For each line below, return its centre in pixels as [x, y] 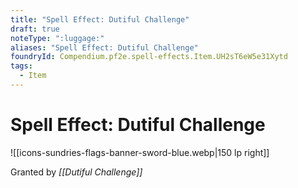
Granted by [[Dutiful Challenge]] [76, 172]
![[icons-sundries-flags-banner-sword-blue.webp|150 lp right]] [140, 152]
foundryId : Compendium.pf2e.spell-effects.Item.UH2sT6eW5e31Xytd [149, 57]
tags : [21, 66]
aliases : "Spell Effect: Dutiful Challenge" [104, 47]
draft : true [35, 29]
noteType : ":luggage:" [57, 38]
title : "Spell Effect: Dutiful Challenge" [100, 19]
